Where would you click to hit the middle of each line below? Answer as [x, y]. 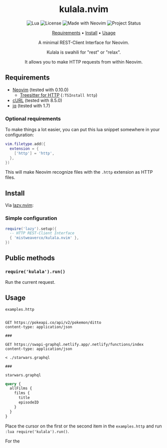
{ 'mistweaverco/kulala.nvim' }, [44, 238]
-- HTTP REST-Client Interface [42, 233]
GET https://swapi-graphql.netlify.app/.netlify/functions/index [74, 344]
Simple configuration [31, 218]
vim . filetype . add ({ [25, 144]
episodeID [28, 402]
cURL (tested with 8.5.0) [37, 100]
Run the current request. [30, 282]
